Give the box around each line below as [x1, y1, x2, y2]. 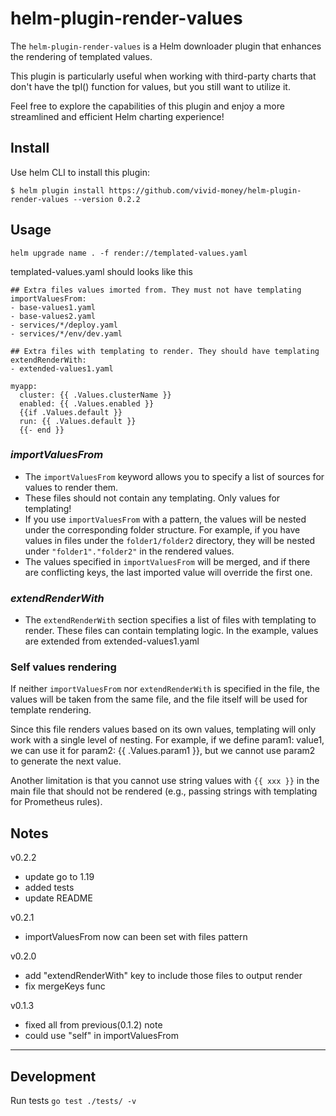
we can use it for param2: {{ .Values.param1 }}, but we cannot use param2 [10, 745, 316, 757]
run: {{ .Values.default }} [19, 416, 137, 426]
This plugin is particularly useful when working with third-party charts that [10, 70, 317, 82]
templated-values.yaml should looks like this [10, 265, 193, 277]
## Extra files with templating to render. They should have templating [10, 346, 320, 356]
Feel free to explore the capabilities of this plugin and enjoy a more [10, 100, 285, 112]
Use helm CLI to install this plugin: [10, 166, 150, 178]
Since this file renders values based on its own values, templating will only [10, 723, 317, 736]
